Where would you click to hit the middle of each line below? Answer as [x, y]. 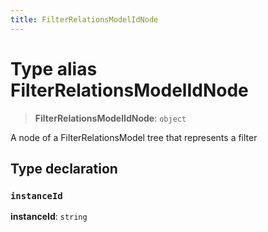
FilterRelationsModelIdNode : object [110, 118]
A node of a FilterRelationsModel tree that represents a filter [134, 137]
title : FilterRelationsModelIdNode [84, 19]
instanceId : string [49, 217]
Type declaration [64, 168]
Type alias [54, 68]
